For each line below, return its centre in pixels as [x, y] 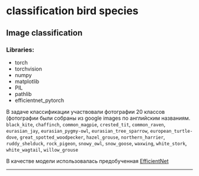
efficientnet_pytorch [39, 100]
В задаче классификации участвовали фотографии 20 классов [86, 111]
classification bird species [72, 11]
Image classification [44, 33]
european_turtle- [171, 131]
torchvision [28, 69]
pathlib [23, 94]
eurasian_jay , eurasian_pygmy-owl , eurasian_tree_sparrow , [78, 130]
